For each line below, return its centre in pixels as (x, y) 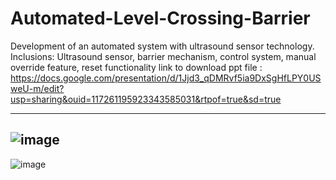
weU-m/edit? (37, 88)
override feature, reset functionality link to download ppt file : (136, 67)
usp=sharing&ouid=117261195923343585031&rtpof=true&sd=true (146, 99)
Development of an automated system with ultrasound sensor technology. (162, 46)
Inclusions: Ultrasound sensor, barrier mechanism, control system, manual (163, 56)
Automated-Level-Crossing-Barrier (160, 18)
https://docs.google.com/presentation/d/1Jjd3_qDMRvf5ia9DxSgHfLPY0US (166, 78)
